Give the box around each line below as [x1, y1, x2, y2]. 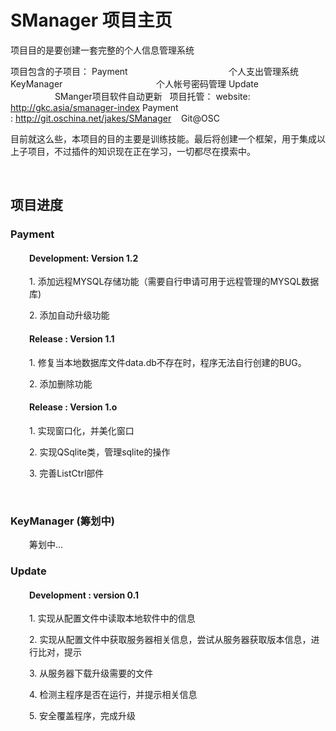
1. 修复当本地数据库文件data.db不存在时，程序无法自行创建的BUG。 [29, 356, 307, 368]
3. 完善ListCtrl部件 [29, 467, 105, 479]
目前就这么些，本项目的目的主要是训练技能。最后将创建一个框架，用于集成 [10, 132, 317, 145]
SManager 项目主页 [10, 9, 173, 32]
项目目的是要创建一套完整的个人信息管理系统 [10, 44, 195, 56]
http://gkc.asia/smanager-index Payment [10, 101, 179, 113]
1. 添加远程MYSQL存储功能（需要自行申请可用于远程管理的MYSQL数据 [29, 276, 320, 288]
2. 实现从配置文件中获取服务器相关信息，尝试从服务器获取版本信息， [29, 634, 312, 646]
